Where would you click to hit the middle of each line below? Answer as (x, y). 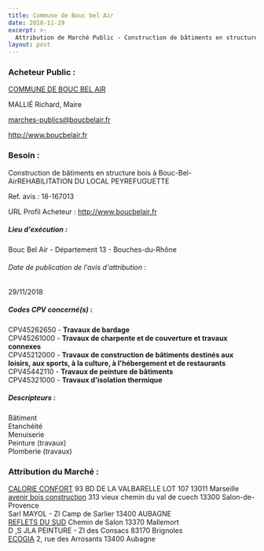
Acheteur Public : (42, 72)
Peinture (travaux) (37, 442)
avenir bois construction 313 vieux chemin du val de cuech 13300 (114, 497)
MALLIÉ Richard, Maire (45, 105)
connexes (25, 346)
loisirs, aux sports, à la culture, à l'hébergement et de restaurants (117, 363)
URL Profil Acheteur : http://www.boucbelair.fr (82, 211)
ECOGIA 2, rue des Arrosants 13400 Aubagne (82, 539)
